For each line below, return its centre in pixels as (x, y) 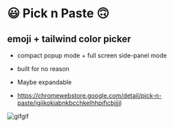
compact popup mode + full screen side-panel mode (92, 55)
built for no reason (43, 69)
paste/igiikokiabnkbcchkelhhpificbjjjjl (69, 103)
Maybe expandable (44, 82)
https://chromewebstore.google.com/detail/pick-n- (89, 96)
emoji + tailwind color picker (69, 39)
